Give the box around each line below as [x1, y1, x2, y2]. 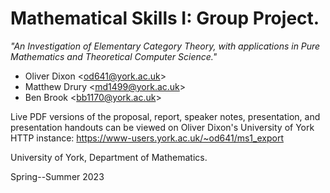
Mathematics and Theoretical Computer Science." [10, 50, 218, 62]
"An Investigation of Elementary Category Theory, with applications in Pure [10, 40, 321, 52]
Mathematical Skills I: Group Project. [10, 7, 320, 30]
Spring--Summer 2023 [10, 170, 105, 182]
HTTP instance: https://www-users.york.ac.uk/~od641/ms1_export [10, 132, 284, 144]
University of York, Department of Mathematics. [10, 151, 208, 163]
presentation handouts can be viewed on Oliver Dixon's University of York [10, 121, 315, 133]
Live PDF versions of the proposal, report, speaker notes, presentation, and [10, 110, 321, 122]
